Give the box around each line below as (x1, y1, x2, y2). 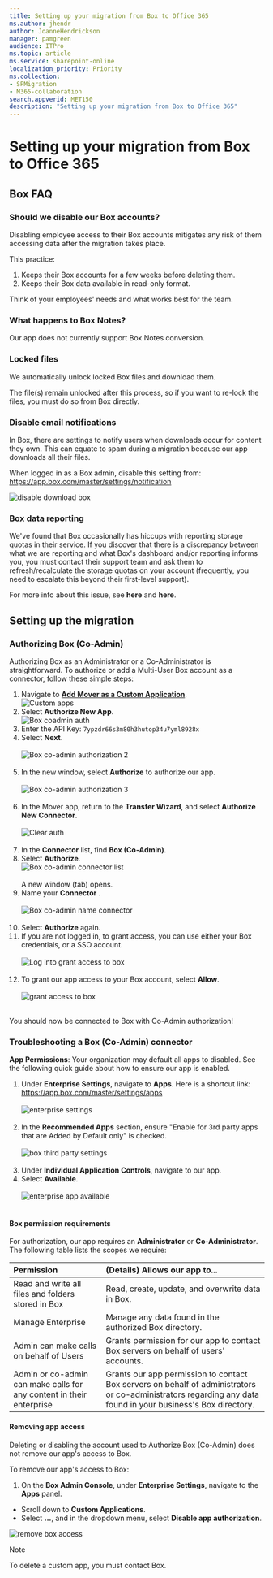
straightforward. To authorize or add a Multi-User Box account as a (9, 665, 233, 674)
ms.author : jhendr (9, 20, 71, 28)
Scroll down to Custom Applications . (20, 1504, 146, 1514)
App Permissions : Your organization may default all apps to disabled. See (9, 1055, 256, 1064)
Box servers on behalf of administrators (105, 1379, 256, 1390)
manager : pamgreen (9, 34, 71, 43)
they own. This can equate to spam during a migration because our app (9, 444, 248, 453)
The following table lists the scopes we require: (9, 1245, 167, 1255)
